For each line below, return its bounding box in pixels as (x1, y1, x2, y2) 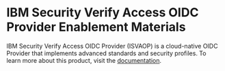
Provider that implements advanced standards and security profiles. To (6, 49, 207, 57)
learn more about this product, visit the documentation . (6, 56, 162, 64)
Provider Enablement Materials (6, 19, 186, 35)
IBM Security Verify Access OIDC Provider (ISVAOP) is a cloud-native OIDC (6, 42, 218, 50)
